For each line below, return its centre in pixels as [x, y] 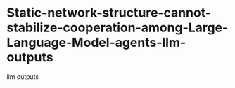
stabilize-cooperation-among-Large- [118, 28]
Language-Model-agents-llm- [96, 43]
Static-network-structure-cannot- [109, 13]
